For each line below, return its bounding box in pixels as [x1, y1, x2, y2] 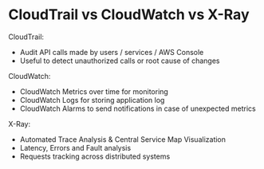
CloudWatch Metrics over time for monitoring [19, 86, 169, 96]
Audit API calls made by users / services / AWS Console [19, 47, 204, 57]
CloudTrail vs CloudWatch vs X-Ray [8, 6, 250, 24]
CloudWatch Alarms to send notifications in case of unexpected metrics [19, 104, 257, 113]
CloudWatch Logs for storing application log [19, 95, 165, 104]
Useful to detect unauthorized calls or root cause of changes [19, 56, 220, 65]
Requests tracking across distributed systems [19, 151, 171, 161]
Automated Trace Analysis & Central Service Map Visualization [19, 134, 226, 144]
